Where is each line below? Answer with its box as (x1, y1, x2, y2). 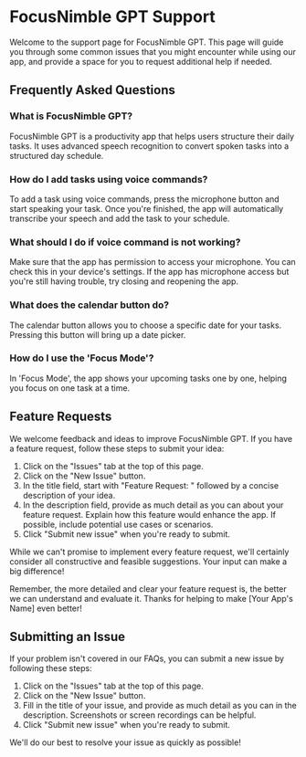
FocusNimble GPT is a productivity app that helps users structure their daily (9, 131, 295, 142)
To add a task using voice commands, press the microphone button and (9, 194, 280, 205)
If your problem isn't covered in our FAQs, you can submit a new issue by (9, 653, 285, 664)
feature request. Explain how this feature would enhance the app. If (22, 509, 277, 520)
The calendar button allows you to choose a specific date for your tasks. (9, 320, 282, 331)
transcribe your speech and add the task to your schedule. (9, 213, 230, 224)
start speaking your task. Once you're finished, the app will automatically (9, 203, 284, 214)
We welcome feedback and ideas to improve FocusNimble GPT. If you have (9, 433, 293, 444)
